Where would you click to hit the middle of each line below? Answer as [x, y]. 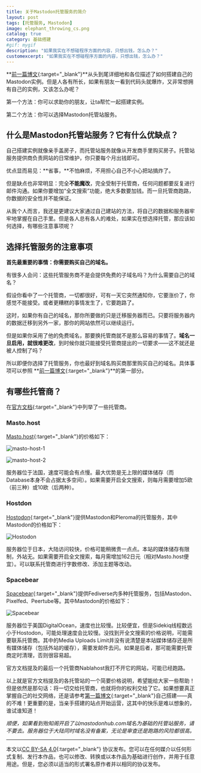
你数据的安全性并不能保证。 [40, 199]
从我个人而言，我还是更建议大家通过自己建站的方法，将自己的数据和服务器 [98, 211]
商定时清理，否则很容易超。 [40, 655]
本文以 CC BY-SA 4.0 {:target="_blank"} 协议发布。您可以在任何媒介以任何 [96, 749]
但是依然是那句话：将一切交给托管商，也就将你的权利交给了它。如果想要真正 [100, 688]
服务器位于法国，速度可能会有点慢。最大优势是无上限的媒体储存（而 [90, 473]
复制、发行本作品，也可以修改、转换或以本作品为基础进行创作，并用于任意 [103, 756]
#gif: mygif [21, 45]
